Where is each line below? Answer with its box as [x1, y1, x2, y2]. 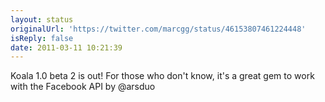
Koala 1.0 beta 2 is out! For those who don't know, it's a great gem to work [10, 70, 315, 82]
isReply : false [10, 33, 74, 43]
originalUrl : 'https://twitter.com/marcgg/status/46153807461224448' [10, 24, 307, 34]
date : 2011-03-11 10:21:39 [10, 42, 123, 53]
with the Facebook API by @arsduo [10, 81, 156, 93]
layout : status [10, 14, 74, 25]
